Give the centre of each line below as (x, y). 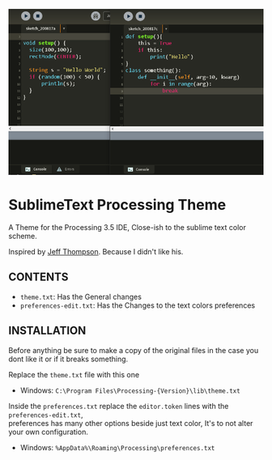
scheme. (23, 236)
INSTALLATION (47, 331)
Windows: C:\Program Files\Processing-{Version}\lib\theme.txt (130, 390)
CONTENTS (38, 277)
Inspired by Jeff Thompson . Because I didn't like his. (96, 252)
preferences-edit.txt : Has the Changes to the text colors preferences (138, 305)
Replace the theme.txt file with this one (74, 374)
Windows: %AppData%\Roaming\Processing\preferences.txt (117, 447)
